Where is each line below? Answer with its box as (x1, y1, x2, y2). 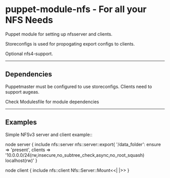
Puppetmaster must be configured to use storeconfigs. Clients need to (5, 83, 152, 90)
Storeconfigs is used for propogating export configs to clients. (5, 40, 135, 47)
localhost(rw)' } (5, 157, 37, 163)
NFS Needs (5, 14, 53, 26)
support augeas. (5, 88, 39, 95)
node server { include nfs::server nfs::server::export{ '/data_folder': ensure (5, 141, 161, 147)
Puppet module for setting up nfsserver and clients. (5, 31, 113, 37)
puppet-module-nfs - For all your (5, 4, 147, 15)
